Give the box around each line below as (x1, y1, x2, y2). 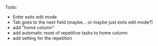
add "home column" (12, 24, 55, 30)
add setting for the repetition (12, 35, 72, 41)
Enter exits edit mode (12, 14, 57, 19)
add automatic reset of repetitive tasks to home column (12, 30, 128, 35)
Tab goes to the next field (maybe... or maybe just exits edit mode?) (12, 19, 153, 25)
